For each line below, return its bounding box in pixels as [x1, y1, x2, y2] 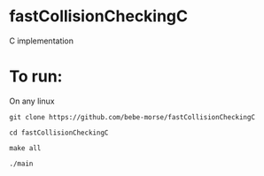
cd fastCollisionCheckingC [9, 128, 109, 137]
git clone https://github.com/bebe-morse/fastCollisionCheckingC [9, 112, 255, 121]
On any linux [9, 96, 55, 106]
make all [9, 143, 42, 152]
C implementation [9, 35, 74, 46]
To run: [9, 66, 63, 87]
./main [9, 159, 34, 168]
